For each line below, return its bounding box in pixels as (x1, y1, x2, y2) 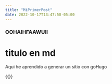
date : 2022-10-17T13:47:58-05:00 (5, 12, 75, 17)
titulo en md (5, 47, 56, 58)
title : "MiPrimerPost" (5, 7, 52, 13)
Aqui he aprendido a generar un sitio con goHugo (5, 64, 107, 70)
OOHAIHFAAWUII (5, 29, 48, 36)
